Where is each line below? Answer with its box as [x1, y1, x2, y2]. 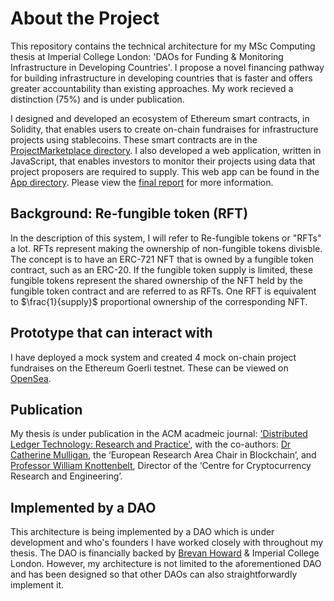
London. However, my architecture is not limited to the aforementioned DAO [10, 558, 322, 570]
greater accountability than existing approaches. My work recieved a [10, 82, 294, 94]
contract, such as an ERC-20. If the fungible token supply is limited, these [10, 263, 313, 276]
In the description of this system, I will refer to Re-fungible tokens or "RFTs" [10, 232, 322, 244]
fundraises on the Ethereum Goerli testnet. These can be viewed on [10, 362, 289, 374]
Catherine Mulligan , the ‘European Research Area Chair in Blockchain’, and [10, 449, 317, 461]
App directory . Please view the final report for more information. [10, 176, 274, 188]
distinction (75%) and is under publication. [10, 93, 185, 105]
